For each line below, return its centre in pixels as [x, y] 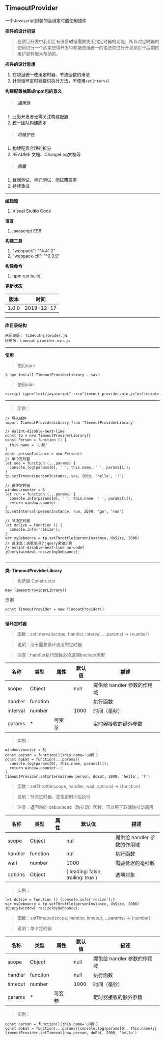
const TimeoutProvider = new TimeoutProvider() [55, 609]
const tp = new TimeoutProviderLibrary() [48, 436]
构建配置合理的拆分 [32, 148]
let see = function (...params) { [41, 463]
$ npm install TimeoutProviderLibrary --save [52, 375]
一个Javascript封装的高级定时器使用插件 [46, 20]
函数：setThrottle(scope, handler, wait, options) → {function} [79, 786]
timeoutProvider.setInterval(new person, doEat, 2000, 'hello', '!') [78, 776]
